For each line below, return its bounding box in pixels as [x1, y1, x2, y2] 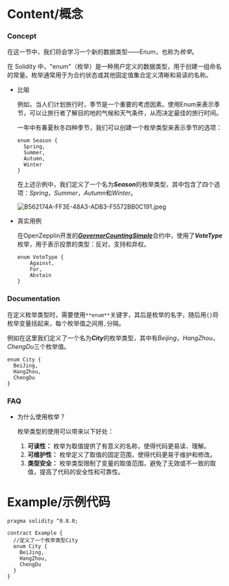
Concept [7, 32, 36, 41]
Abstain [30, 272, 52, 279]
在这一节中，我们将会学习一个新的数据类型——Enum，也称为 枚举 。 [7, 48, 198, 56]
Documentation [7, 294, 61, 304]
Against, [30, 260, 55, 267]
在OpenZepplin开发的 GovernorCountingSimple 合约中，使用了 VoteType [17, 231, 223, 240]
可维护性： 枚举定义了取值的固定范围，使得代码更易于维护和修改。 [27, 450, 217, 459]
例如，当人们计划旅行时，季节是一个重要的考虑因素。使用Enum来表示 [17, 101, 215, 109]
